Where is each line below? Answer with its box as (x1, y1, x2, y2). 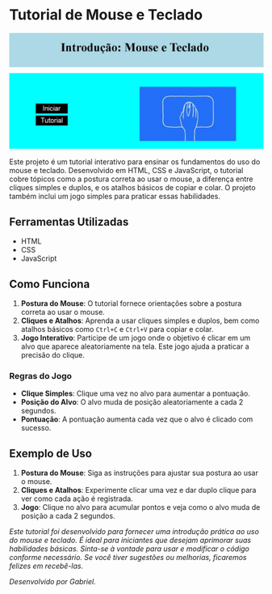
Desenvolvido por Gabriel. (9, 577, 96, 587)
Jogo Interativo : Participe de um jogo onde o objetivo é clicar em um (20, 333, 251, 342)
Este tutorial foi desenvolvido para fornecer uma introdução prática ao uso (9, 527, 259, 537)
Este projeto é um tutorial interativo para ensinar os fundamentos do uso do (9, 157, 261, 167)
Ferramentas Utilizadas (9, 214, 129, 228)
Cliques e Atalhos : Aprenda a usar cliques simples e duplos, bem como (20, 316, 260, 325)
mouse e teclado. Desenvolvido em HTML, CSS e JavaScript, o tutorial (9, 166, 244, 176)
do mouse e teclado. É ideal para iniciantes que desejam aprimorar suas (9, 536, 252, 545)
